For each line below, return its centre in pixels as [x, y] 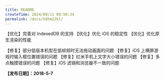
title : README [20, 10]
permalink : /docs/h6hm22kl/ [34, 19]
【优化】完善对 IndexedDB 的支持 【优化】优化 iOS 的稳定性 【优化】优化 [80, 34]
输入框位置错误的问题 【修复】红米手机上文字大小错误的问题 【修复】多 [87, 57]
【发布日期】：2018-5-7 [29, 74]
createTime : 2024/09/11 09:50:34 [40, 14]
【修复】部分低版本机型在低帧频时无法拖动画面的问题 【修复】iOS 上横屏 [80, 51]
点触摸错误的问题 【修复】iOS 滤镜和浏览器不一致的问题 [62, 63]
